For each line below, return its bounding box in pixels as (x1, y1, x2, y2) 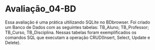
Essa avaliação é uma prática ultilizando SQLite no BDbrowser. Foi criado (5, 19, 151, 25)
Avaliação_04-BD (5, 3, 76, 14)
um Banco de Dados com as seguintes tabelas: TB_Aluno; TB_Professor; (5, 24, 149, 30)
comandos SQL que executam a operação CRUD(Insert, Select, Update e (5, 35, 151, 40)
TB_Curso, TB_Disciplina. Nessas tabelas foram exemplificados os (5, 29, 137, 35)
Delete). (5, 39, 21, 45)
